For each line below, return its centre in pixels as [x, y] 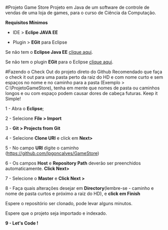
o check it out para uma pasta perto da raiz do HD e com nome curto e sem [84, 77]
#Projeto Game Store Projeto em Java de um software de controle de [77, 7]
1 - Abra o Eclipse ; [25, 108]
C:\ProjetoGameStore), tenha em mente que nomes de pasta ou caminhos [82, 88]
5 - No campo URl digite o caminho [42, 148]
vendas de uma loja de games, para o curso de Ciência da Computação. [81, 13]
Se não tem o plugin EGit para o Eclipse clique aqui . [59, 62]
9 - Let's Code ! [22, 223]
